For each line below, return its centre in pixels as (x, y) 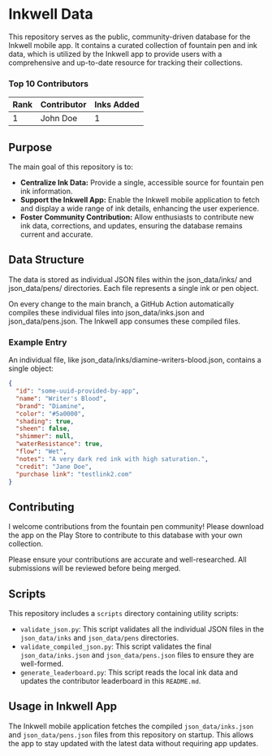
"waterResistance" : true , (60, 444)
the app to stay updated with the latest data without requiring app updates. (134, 743)
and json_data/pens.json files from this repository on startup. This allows (131, 734)
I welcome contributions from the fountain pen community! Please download (136, 527)
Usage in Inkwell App (63, 707)
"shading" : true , (45, 421)
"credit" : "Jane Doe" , (54, 467)
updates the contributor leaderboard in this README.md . (110, 681)
